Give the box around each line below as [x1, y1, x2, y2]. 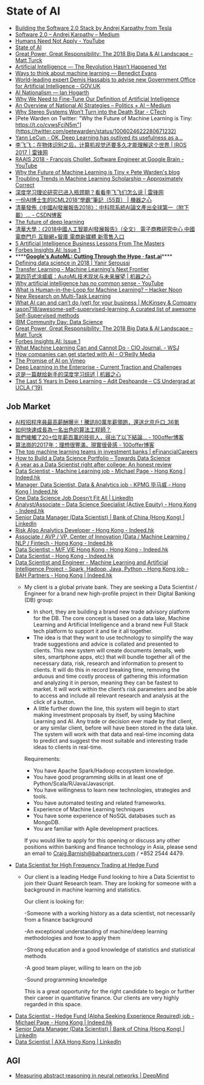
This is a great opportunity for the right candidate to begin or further [24, 987, 195, 995]
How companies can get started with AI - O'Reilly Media [15, 350, 156, 357]
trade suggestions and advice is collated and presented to [33, 640, 179, 647]
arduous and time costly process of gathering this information [33, 672, 188, 680]
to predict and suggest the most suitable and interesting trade [33, 737, 188, 744]
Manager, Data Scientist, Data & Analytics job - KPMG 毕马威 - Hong [15, 481, 186, 488]
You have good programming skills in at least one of [33, 773, 163, 780]
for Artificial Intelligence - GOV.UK [15, 82, 101, 89]
